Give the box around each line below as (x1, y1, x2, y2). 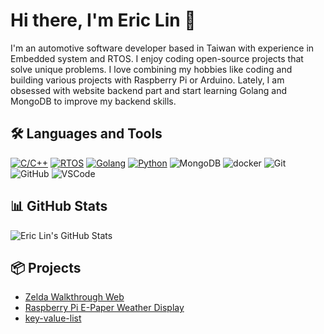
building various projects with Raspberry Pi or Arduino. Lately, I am (10, 74, 285, 86)
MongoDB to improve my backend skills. (10, 95, 177, 107)
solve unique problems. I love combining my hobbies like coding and (10, 63, 293, 75)
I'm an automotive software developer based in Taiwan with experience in (10, 42, 315, 54)
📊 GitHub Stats (10, 198, 108, 215)
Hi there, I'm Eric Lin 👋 (10, 9, 197, 32)
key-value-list (24, 312, 82, 324)
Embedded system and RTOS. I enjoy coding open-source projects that (10, 52, 304, 64)
